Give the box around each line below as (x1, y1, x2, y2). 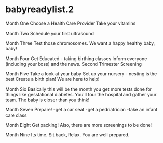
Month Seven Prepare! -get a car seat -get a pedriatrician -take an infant (5, 106, 158, 112)
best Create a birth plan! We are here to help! (5, 76, 100, 82)
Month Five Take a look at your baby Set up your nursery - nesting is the (5, 70, 157, 77)
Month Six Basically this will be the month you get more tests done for (5, 85, 152, 92)
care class (5, 112, 27, 118)
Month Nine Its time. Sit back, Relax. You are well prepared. (5, 131, 130, 138)
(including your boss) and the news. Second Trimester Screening (5, 61, 142, 67)
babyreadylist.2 (5, 4, 74, 15)
